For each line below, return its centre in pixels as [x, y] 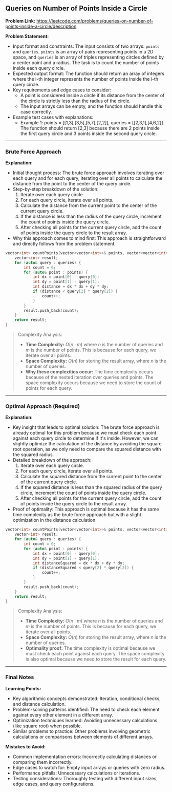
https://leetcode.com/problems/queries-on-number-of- [95, 21]
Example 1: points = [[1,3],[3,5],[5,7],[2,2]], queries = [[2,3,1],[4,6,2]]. [92, 122]
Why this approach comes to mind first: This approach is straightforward [89, 238]
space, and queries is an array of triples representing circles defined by [88, 57]
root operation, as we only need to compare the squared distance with [87, 449]
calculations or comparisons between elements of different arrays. [83, 737]
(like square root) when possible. [47, 726]
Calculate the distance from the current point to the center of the [89, 205]
